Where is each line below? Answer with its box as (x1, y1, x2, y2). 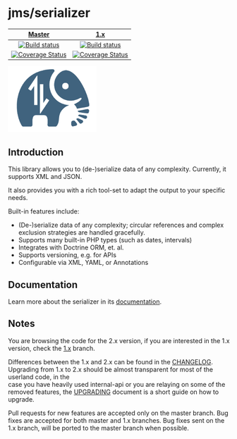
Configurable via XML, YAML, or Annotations (18, 259, 149, 267)
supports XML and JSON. (8, 173, 83, 181)
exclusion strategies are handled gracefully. (18, 228, 145, 237)
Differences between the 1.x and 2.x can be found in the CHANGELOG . (8, 357, 214, 366)
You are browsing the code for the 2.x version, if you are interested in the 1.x (8, 336, 230, 345)
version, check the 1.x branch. (8, 344, 96, 352)
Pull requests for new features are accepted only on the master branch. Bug (8, 409, 229, 417)
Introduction (8, 146, 64, 158)
